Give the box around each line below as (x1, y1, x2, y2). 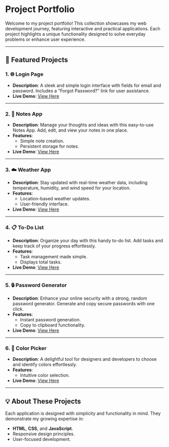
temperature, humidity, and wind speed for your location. (12, 185, 131, 191)
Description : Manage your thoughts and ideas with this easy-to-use (12, 122, 154, 128)
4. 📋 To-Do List (5, 224, 44, 231)
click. (12, 306, 24, 312)
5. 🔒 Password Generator (5, 282, 67, 289)
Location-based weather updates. (20, 196, 91, 202)
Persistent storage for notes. (20, 143, 79, 149)
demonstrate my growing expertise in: (5, 415, 84, 422)
